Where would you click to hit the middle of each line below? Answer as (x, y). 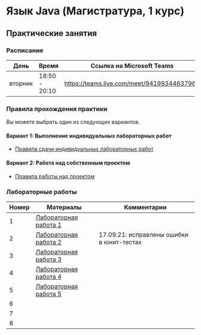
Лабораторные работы (42, 192)
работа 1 (48, 225)
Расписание (25, 50)
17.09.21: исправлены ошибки (143, 234)
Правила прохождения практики (57, 109)
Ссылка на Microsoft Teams (132, 65)
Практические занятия (52, 33)
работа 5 (48, 294)
